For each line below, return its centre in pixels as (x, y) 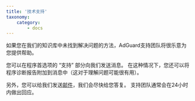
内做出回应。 (21, 92)
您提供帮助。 (21, 53)
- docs (35, 28)
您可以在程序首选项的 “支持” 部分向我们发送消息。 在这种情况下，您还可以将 (98, 65)
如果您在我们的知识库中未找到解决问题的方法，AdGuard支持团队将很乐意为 (96, 45)
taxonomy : (18, 17)
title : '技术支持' (27, 11)
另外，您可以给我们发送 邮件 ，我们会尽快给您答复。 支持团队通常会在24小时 (97, 85)
